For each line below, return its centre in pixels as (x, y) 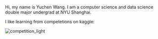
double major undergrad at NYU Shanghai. (48, 12)
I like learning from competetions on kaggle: (50, 22)
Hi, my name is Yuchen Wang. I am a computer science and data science (79, 7)
